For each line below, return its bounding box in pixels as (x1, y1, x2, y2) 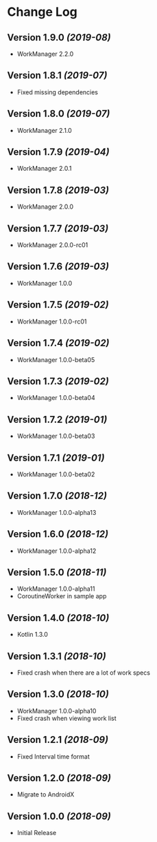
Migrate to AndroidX (16, 790, 75, 799)
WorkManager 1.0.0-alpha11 (16, 585, 95, 593)
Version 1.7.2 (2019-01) (7, 414, 108, 425)
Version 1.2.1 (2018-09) (7, 734, 108, 746)
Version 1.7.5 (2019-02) (7, 299, 109, 311)
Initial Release (16, 829, 57, 837)
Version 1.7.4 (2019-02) (7, 337, 110, 349)
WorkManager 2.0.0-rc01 (16, 241, 88, 249)
